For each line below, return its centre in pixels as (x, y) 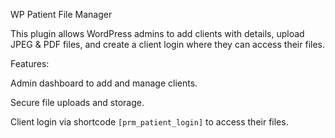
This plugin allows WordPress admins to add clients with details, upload (157, 33)
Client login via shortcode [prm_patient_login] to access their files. (149, 122)
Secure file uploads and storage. (77, 102)
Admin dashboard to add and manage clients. (104, 83)
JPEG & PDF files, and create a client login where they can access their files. (167, 44)
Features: (30, 63)
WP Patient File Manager (61, 14)
